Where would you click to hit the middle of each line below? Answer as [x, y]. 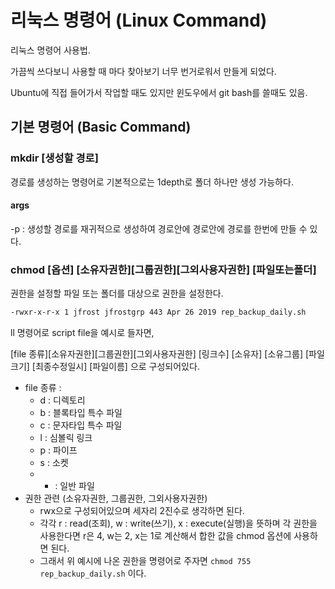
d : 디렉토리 [62, 400]
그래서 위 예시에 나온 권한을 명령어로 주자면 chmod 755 [145, 560]
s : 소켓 [54, 462]
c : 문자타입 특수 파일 [81, 425]
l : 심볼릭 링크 [66, 437]
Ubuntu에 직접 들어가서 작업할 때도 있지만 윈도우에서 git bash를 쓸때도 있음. [159, 92]
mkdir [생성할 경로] [54, 158]
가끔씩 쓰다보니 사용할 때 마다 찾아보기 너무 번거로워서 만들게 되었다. [143, 71]
